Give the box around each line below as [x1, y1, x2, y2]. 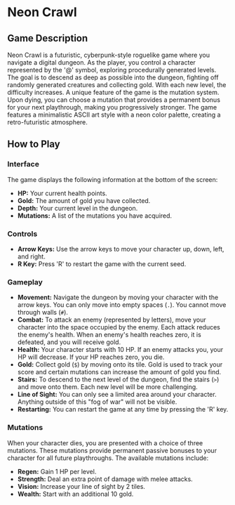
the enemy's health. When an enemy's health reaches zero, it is [17, 331, 201, 339]
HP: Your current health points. [17, 189, 107, 197]
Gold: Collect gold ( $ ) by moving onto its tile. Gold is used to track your [17, 360, 223, 369]
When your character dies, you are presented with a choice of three [7, 438, 203, 447]
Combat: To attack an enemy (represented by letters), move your [17, 315, 206, 324]
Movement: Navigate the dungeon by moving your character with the [17, 293, 219, 302]
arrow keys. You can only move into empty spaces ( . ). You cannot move [17, 301, 227, 309]
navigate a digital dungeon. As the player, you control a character [7, 58, 196, 67]
